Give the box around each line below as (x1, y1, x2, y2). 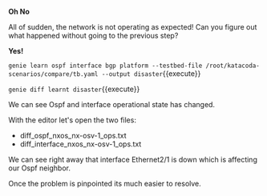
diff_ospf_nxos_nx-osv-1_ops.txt (19, 131, 127, 140)
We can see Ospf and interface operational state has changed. (8, 100, 215, 109)
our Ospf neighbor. (8, 163, 71, 173)
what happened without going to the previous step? (8, 31, 179, 40)
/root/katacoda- (205, 62, 261, 70)
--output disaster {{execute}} (101, 69, 201, 78)
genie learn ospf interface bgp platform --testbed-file (8, 62, 203, 70)
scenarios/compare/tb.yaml (8, 70, 99, 78)
